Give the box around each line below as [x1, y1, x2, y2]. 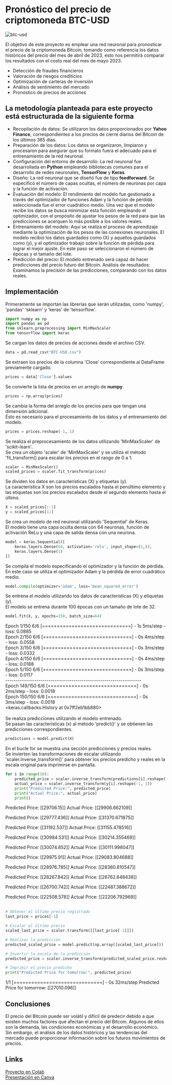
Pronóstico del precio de [5, 4, 112, 15]
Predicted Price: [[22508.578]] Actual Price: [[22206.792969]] [5, 894, 137, 900]
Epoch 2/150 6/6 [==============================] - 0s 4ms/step [5, 634, 165, 640]
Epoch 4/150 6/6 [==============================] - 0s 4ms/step [5, 656, 165, 662]
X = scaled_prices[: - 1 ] [5, 505, 56, 510]
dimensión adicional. [5, 408, 49, 414]
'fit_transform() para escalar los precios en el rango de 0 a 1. [5, 454, 133, 461]
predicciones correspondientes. [5, 726, 73, 732]
